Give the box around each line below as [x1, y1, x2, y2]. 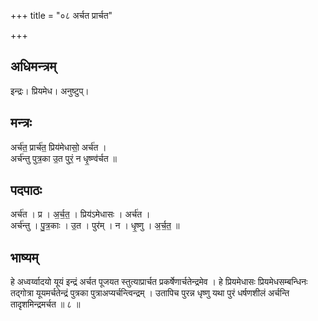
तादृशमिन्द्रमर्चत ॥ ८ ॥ [10, 298, 81, 310]
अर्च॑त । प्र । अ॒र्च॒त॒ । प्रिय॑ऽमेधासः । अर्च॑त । [10, 208, 151, 220]
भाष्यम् [10, 249, 39, 266]
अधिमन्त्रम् [10, 58, 57, 75]
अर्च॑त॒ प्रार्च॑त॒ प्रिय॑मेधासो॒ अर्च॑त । [10, 141, 107, 153]
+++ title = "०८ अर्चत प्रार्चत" [10, 10, 113, 21]
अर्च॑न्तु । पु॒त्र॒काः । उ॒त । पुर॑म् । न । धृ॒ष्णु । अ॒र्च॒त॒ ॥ [10, 220, 180, 232]
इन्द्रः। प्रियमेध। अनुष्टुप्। [10, 85, 90, 97]
